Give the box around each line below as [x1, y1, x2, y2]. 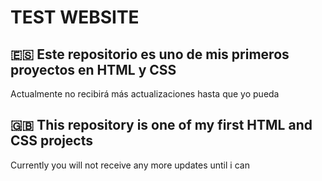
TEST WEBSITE [10, 6, 140, 29]
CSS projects [10, 132, 94, 150]
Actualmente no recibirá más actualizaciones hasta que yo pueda [10, 88, 280, 100]
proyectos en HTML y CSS [10, 61, 177, 78]
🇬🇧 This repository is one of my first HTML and [10, 117, 313, 134]
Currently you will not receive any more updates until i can [10, 159, 250, 171]
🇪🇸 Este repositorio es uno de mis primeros [10, 46, 290, 63]
